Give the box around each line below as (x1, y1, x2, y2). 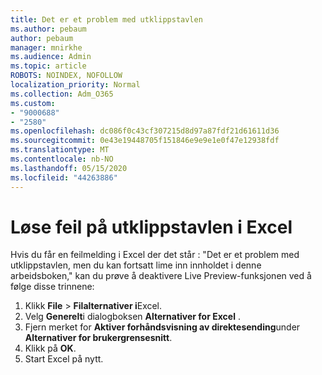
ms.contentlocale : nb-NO (10, 154, 114, 164)
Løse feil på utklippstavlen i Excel (10, 216, 293, 238)
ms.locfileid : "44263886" (10, 172, 118, 183)
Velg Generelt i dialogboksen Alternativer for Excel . (24, 311, 241, 323)
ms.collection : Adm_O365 (10, 89, 114, 99)
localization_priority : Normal (10, 80, 141, 90)
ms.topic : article (10, 61, 87, 71)
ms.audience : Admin (10, 52, 92, 62)
